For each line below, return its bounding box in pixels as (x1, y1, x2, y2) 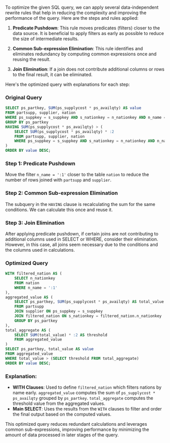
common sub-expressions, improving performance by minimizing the (5, 426, 149, 433)
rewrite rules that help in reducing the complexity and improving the (5, 10, 147, 16)
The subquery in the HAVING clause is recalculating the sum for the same (5, 201, 155, 207)
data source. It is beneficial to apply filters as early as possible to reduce (12, 30, 164, 36)
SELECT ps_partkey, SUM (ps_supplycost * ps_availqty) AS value (5, 106, 142, 111)
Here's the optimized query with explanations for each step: (5, 81, 130, 87)
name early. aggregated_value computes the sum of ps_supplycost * (12, 390, 156, 396)
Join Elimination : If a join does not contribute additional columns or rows (12, 66, 165, 72)
